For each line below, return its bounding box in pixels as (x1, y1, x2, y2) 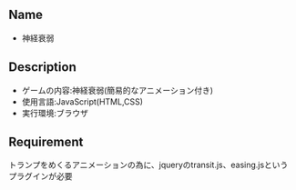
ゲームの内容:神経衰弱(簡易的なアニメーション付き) (21, 85, 214, 95)
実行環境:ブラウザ (21, 107, 88, 118)
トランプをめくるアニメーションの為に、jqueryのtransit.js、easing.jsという (8, 159, 289, 171)
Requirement (8, 135, 84, 150)
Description (8, 59, 77, 75)
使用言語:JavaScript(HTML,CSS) (21, 95, 143, 107)
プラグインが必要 (8, 171, 73, 182)
